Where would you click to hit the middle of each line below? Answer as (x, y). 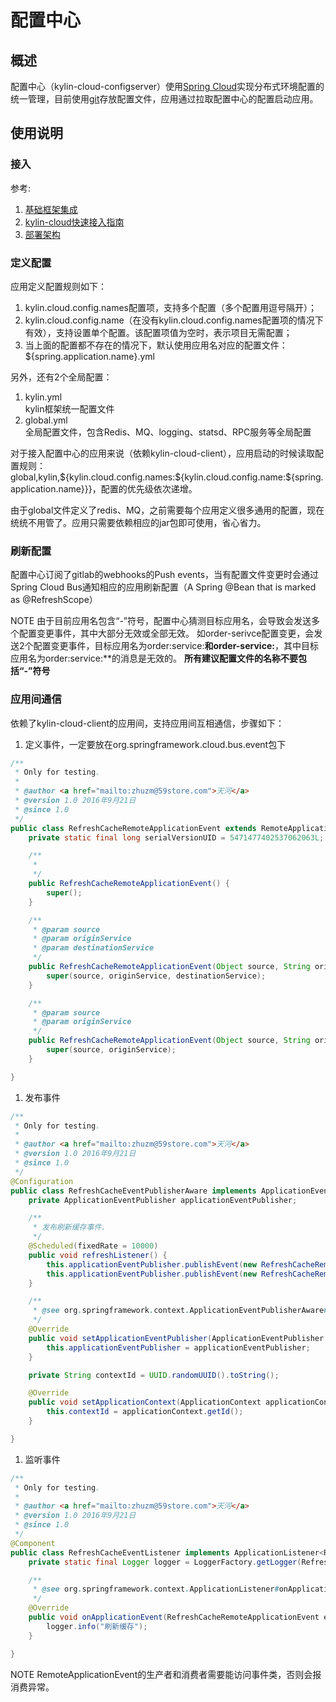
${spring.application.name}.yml (89, 356)
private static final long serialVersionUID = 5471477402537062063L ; (176, 837)
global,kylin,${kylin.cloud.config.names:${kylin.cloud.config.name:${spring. (167, 477)
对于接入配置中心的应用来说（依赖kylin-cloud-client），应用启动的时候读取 (162, 453)
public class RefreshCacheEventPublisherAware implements (133, 1191)
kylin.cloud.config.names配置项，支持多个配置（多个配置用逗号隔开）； (170, 307)
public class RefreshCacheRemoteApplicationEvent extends (133, 828)
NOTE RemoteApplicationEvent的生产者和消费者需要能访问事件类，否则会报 (166, 1674)
